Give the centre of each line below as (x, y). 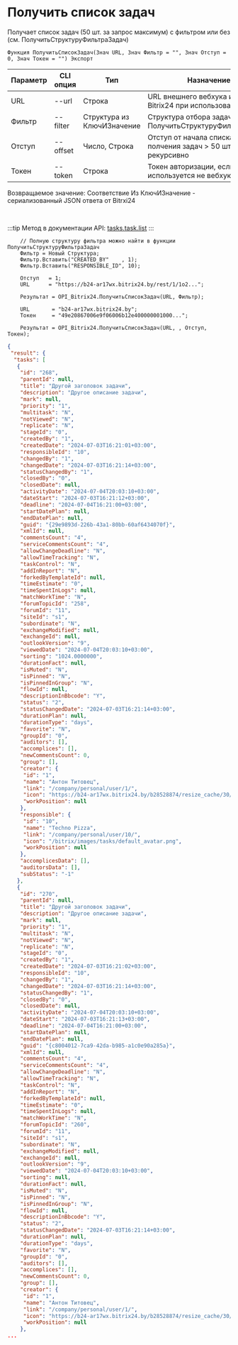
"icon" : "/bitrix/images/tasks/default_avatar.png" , (102, 841)
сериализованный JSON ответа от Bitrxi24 (72, 200)
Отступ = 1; (41, 278)
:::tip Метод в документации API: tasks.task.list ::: (81, 228)
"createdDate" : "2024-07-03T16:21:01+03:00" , (89, 445)
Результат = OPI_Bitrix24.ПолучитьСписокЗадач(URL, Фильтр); (112, 297)
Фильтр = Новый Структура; (60, 253)
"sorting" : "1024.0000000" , (61, 657)
